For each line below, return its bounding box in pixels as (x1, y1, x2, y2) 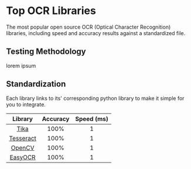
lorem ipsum (6, 62, 36, 69)
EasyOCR (9, 153, 36, 161)
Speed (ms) (75, 115, 108, 123)
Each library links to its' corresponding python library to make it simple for (6, 95, 185, 102)
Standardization (6, 79, 66, 89)
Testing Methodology (6, 47, 86, 57)
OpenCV (11, 143, 35, 151)
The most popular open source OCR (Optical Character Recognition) (6, 23, 171, 30)
